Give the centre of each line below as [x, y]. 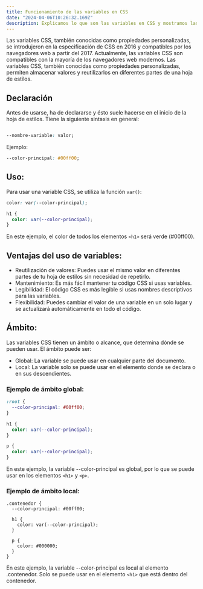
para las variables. [38, 296]
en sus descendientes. [43, 373]
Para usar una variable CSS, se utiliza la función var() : [74, 191]
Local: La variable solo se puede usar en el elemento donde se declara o [105, 367]
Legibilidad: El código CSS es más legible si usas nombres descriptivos [103, 290]
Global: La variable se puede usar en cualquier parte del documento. [100, 361]
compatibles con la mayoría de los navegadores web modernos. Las [91, 60]
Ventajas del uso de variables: [64, 255]
